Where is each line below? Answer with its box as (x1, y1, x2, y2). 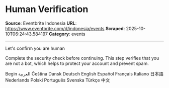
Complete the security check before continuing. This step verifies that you (5, 55, 159, 61)
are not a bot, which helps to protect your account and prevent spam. (5, 60, 149, 66)
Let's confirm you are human (5, 45, 65, 51)
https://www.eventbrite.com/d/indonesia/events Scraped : (5, 25, 125, 31)
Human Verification (5, 4, 89, 15)
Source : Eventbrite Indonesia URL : (5, 20, 77, 26)
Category (48, 31, 69, 37)
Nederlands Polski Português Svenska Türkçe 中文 (5, 77, 110, 83)
